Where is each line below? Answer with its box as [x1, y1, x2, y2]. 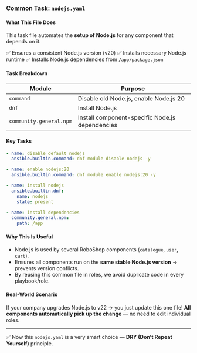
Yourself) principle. [6, 339, 53, 347]
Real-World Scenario [6, 291, 58, 298]
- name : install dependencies [6, 210, 80, 216]
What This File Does [6, 19, 56, 26]
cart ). [14, 253, 29, 260]
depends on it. [6, 38, 41, 45]
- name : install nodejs [6, 183, 64, 189]
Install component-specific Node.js [77, 113, 176, 122]
